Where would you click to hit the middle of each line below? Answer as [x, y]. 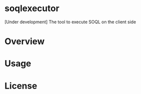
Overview [25, 41]
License [21, 86]
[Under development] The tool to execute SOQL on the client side [70, 22]
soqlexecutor [32, 8]
